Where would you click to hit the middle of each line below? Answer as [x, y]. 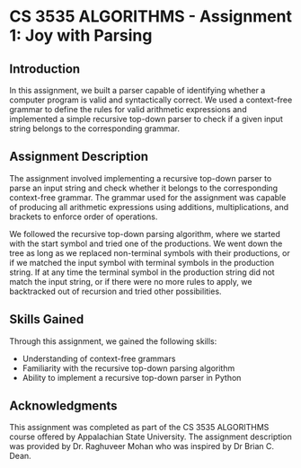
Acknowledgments [64, 406]
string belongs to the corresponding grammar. [95, 128]
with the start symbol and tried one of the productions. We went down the [146, 243]
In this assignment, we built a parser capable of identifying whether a [137, 90]
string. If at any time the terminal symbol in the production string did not [142, 272]
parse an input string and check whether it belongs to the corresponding [144, 188]
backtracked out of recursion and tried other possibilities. [115, 291]
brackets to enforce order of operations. [84, 216]
